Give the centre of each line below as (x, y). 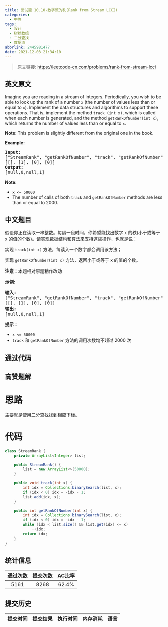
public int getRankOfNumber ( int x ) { (53, 511)
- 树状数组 (19, 33)
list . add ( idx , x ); (42, 497)
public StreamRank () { (38, 465)
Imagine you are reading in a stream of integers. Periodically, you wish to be (83, 97)
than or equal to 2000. (35, 203)
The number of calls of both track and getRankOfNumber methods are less (87, 197)
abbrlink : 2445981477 (28, 47)
